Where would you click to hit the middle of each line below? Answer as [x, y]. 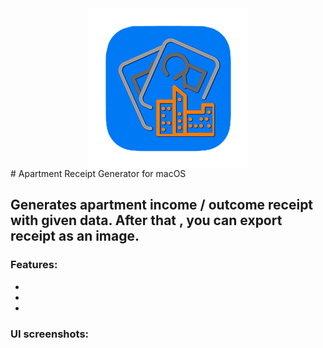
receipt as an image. [75, 236]
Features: [34, 265]
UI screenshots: [50, 334]
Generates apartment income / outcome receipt [162, 205]
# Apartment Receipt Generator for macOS [98, 173]
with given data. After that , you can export [146, 220]
